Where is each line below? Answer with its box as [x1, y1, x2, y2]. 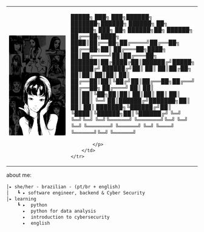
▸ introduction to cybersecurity [22, 214, 110, 220]
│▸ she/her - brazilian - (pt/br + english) [6, 184, 121, 190]
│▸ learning [6, 196, 36, 202]
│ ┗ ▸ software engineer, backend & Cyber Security [6, 190, 146, 196]
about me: [6, 171, 32, 179]
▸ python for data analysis [22, 208, 97, 214]
